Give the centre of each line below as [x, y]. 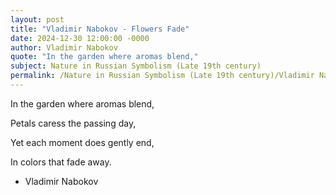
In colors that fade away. [61, 162]
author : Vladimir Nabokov [64, 47]
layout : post [37, 19]
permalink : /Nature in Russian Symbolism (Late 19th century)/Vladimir [162, 76]
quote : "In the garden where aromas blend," [104, 57]
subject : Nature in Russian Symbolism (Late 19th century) [136, 66]
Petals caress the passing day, [73, 123]
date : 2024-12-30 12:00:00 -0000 [80, 38]
